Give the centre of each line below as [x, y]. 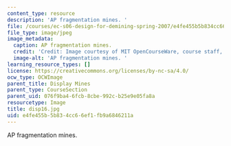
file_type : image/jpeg [40, 33]
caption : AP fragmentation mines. [63, 45]
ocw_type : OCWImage [35, 77]
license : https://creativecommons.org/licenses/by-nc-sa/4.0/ [98, 71]
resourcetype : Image [37, 103]
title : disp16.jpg [33, 109]
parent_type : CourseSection [47, 90]
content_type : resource [41, 13]
